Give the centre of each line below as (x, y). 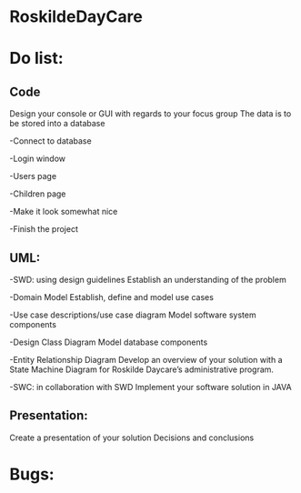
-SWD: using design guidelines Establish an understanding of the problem (148, 280)
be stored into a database (57, 124)
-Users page (33, 176)
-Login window (38, 159)
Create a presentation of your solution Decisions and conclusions (132, 438)
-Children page (38, 194)
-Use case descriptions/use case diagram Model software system (133, 315)
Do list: (36, 59)
